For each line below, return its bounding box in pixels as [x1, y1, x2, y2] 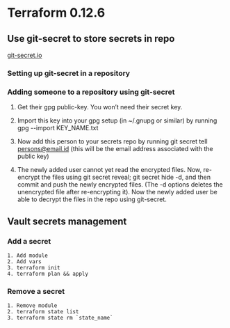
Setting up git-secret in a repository [7, 68, 131, 78]
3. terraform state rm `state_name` [7, 315, 113, 322]
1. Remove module [7, 302, 58, 309]
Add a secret [7, 236, 51, 246]
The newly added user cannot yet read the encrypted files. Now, [17, 166, 202, 174]
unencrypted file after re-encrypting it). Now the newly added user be [17, 188, 217, 196]
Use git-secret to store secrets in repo [7, 33, 175, 45]
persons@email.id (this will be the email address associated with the [17, 145, 213, 153]
